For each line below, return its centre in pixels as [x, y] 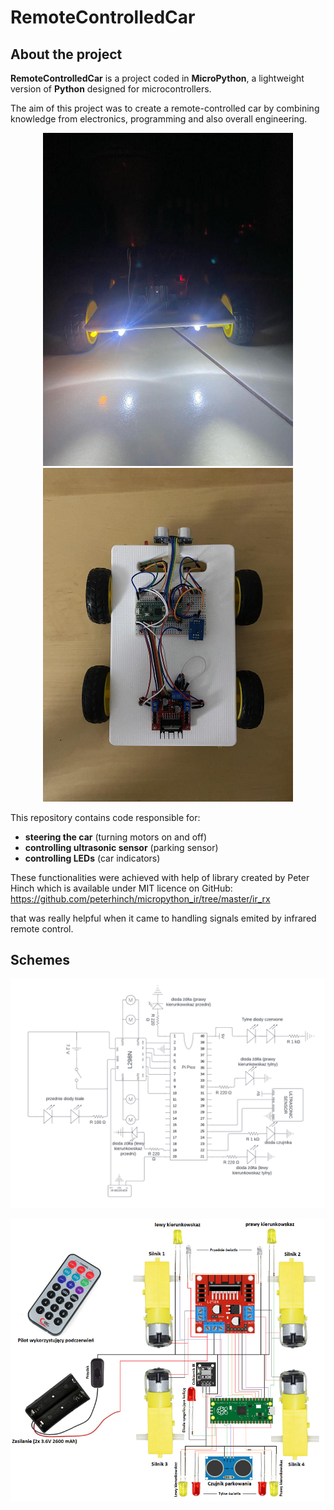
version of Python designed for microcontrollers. [111, 89]
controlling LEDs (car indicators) [92, 858]
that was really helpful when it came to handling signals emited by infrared [163, 918]
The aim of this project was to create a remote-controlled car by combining [165, 108]
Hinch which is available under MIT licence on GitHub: [121, 888]
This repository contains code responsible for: [105, 817]
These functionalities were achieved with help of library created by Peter [160, 877]
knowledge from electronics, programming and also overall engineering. [159, 119]
